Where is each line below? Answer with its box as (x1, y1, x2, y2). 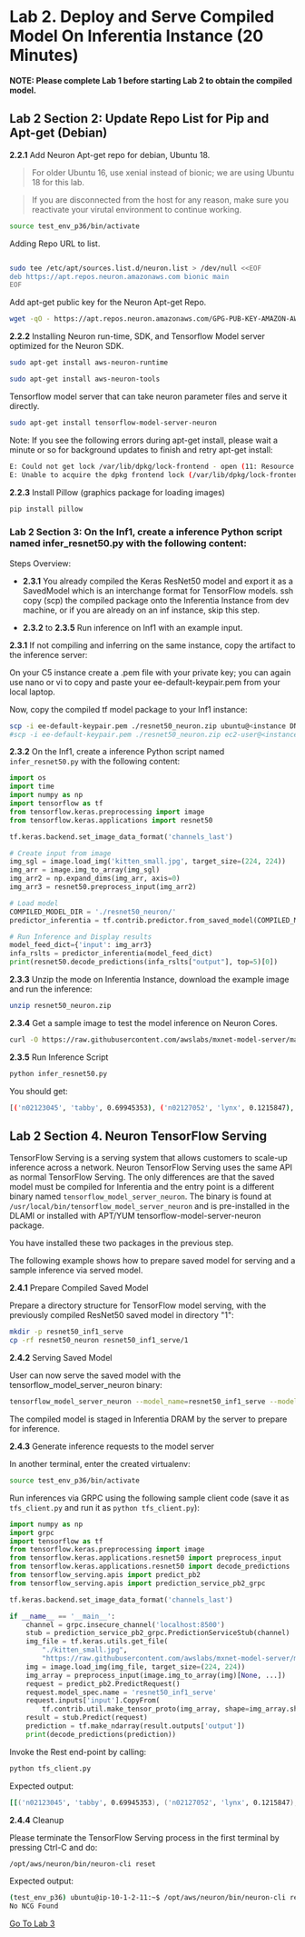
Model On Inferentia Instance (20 (9, 25, 264, 46)
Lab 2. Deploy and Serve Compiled (9, 6, 275, 27)
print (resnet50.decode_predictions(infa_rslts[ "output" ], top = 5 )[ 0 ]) (9, 957, 279, 967)
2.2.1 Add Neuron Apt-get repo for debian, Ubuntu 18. (9, 149, 211, 160)
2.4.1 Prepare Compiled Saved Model (9, 1283, 149, 1293)
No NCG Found (9, 1902, 59, 1911)
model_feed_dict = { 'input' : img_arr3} (9, 941, 152, 950)
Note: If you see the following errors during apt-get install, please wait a (9, 434, 279, 445)
